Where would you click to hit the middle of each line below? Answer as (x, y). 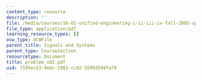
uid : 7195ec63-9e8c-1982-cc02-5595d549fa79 (62, 68)
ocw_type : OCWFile (29, 40)
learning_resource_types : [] (43, 34)
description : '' (26, 17)
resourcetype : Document (36, 57)
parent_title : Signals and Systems (51, 46)
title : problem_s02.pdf (36, 62)
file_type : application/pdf (41, 29)
